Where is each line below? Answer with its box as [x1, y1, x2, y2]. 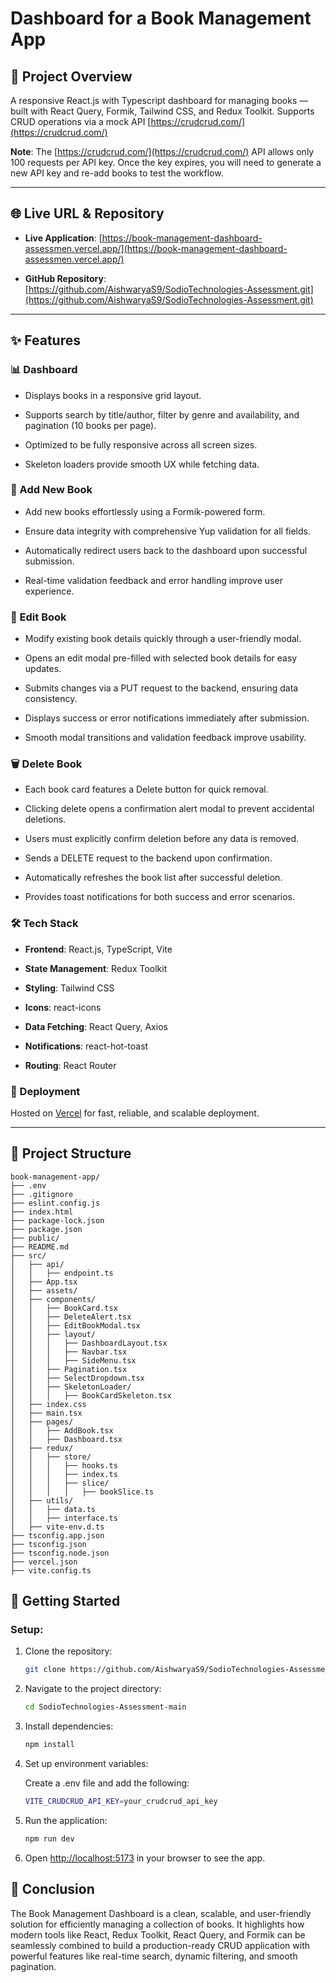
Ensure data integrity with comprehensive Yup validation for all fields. [24, 525, 311, 537]
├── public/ [10, 1233, 60, 1243]
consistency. [24, 693, 78, 705]
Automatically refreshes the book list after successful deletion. [24, 872, 283, 884]
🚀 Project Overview [10, 68, 133, 85]
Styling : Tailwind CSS [24, 982, 115, 994]
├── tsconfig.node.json [10, 1548, 110, 1558]
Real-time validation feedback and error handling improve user [24, 574, 283, 586]
